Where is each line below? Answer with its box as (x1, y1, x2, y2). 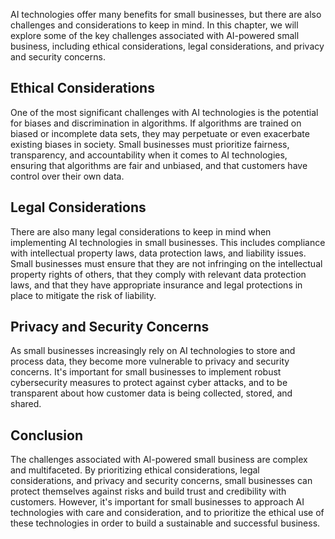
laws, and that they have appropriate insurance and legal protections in (10, 279, 303, 291)
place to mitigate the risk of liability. (10, 289, 157, 301)
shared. (10, 398, 42, 410)
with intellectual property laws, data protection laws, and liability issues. (10, 247, 307, 259)
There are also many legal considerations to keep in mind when (10, 225, 272, 238)
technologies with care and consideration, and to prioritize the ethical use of (10, 507, 325, 519)
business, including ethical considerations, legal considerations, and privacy (10, 40, 325, 52)
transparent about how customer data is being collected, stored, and (10, 387, 293, 399)
